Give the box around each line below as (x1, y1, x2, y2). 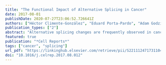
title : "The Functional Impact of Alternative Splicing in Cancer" (5, 7, 147, 12)
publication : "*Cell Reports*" (5, 39, 70, 44)
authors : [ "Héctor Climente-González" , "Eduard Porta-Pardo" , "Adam (5, 21, 149, 26)
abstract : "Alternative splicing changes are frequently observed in (5, 30, 152, 35)
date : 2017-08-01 (5, 12, 41, 17)
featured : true (5, 35, 37, 40)
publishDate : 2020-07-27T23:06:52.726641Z (5, 16, 94, 21)
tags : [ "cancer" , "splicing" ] (5, 43, 68, 48)
